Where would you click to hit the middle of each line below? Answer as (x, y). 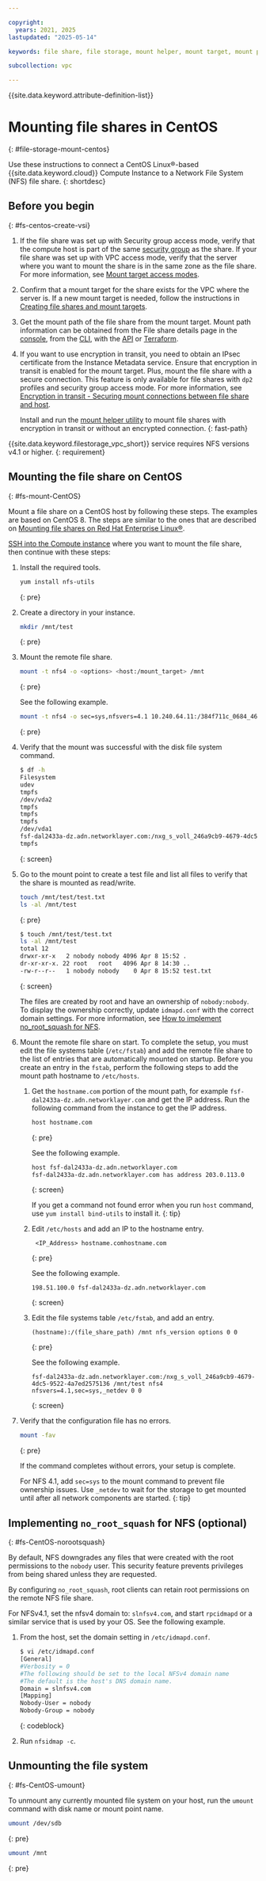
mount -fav (38, 1435)
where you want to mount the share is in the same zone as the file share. (138, 265)
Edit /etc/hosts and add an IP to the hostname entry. (118, 1229)
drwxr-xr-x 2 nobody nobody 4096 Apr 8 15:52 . (103, 956)
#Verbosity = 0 (45, 1666)
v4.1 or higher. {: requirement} (57, 451)
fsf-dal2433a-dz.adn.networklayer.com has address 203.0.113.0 (138, 1175)
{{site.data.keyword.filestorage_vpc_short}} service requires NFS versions (129, 444)
